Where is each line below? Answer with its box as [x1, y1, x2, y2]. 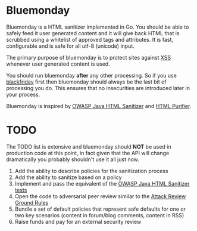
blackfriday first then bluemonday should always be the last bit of [6, 78, 167, 85]
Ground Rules [14, 199, 49, 206]
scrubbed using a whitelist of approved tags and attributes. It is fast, [6, 36, 174, 43]
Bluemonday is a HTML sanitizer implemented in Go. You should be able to [6, 23, 189, 30]
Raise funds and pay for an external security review [14, 218, 142, 225]
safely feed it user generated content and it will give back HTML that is [6, 29, 180, 36]
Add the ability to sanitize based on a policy [14, 174, 122, 181]
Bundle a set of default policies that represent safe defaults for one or [14, 205, 186, 212]
